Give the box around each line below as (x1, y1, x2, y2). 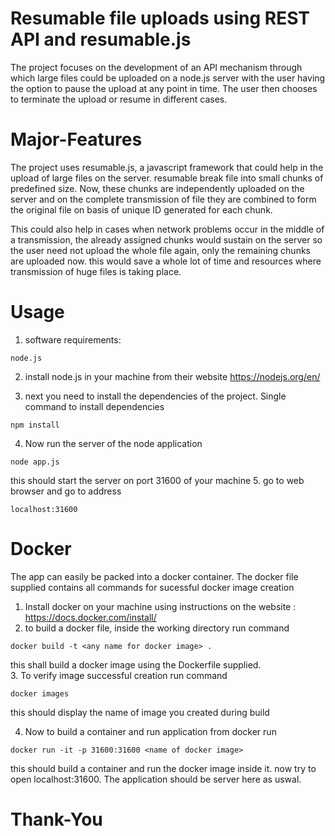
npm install (10, 420, 60, 430)
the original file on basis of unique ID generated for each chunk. (10, 203, 273, 216)
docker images (10, 688, 70, 699)
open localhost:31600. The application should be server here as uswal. (10, 773, 302, 785)
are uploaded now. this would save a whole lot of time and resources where (10, 255, 322, 267)
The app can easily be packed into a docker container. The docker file (10, 570, 299, 582)
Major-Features (10, 128, 143, 151)
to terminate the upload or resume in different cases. (10, 93, 228, 105)
